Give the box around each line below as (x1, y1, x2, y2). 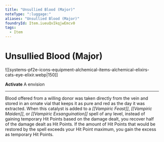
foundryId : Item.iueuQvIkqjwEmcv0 (5, 20, 76, 26)
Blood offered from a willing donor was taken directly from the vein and (5, 95, 148, 101)
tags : (5, 25, 16, 30)
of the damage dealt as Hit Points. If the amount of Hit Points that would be (5, 121, 156, 127)
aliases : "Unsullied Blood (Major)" (5, 16, 80, 21)
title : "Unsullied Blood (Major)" (5, 7, 76, 12)
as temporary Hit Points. (5, 131, 54, 137)
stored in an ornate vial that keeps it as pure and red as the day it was (5, 100, 145, 106)
